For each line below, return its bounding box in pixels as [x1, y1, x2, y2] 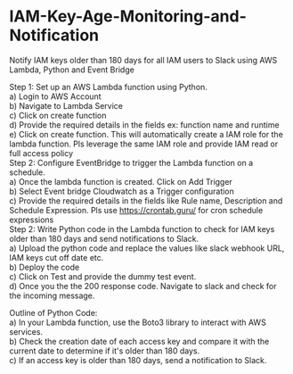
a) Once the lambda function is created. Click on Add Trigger [9, 176, 233, 187]
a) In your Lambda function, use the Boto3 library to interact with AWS [9, 317, 267, 328]
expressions [9, 214, 54, 225]
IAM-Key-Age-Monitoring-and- [9, 6, 247, 27]
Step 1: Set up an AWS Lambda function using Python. [9, 81, 208, 92]
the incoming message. [9, 290, 95, 301]
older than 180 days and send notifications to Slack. [9, 233, 199, 244]
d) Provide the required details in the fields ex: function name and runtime [9, 119, 280, 130]
